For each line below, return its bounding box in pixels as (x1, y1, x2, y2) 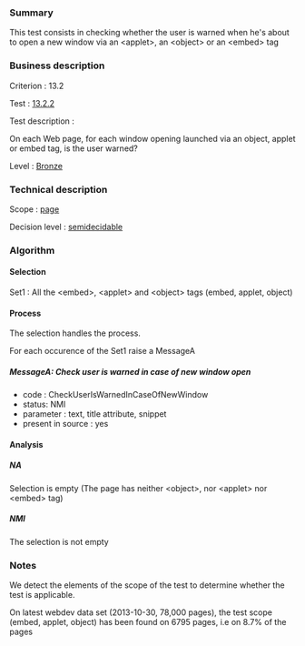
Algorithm (9, 244, 55, 257)
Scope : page (9, 203, 60, 215)
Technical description (9, 183, 108, 196)
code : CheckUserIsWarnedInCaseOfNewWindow (22, 389, 209, 400)
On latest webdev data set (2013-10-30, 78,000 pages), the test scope (9, 607, 272, 618)
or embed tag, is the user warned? (9, 143, 139, 154)
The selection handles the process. (9, 328, 141, 338)
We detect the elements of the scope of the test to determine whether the (9, 580, 285, 590)
